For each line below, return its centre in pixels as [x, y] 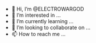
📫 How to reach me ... [38, 34]
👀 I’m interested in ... [36, 15]
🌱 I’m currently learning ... [42, 21]
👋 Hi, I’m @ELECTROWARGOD [48, 9]
